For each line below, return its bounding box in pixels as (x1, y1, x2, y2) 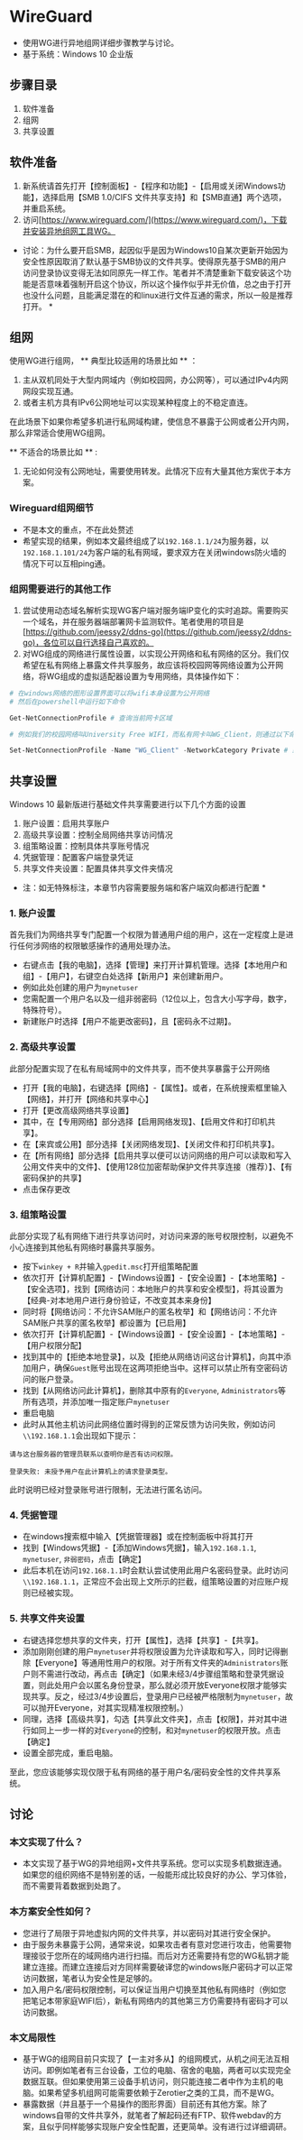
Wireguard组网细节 (9, 502, 95, 515)
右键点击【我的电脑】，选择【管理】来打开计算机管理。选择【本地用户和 (22, 960, 288, 970)
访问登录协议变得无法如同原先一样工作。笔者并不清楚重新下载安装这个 (22, 267, 284, 278)
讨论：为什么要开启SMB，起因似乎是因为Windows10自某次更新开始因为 (22, 244, 289, 255)
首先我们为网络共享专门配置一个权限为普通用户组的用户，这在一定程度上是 (9, 929, 286, 940)
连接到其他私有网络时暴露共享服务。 (24, 1242, 160, 1253)
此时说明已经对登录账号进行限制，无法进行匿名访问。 (9, 1484, 207, 1495)
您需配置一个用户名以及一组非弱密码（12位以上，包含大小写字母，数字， (22, 994, 292, 1005)
